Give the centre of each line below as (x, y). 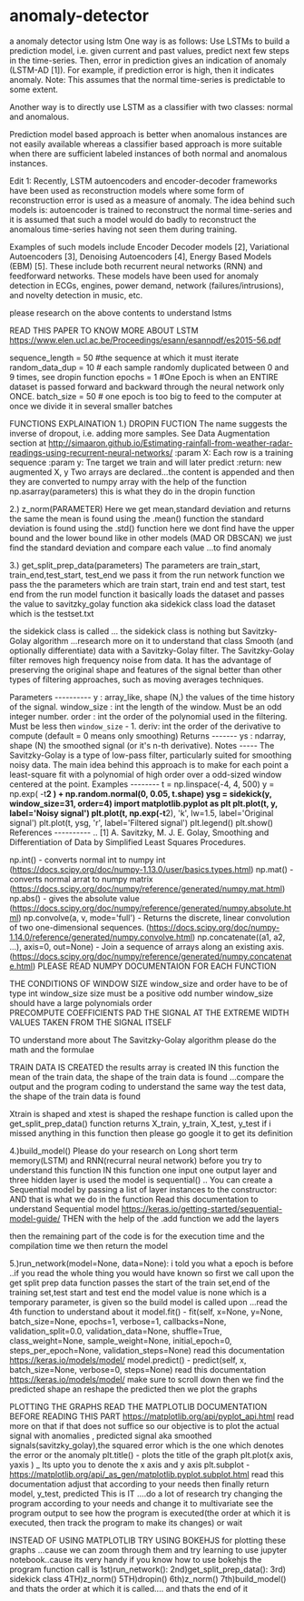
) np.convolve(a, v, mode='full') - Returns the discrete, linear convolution (154, 917)
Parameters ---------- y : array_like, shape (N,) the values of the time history (152, 697)
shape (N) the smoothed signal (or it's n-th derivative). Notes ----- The (142, 745)
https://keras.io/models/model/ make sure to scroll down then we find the (147, 1379)
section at (28, 443)
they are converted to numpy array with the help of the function (128, 481)
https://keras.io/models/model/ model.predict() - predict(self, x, (128, 1360)
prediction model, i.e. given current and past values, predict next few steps (150, 50)
